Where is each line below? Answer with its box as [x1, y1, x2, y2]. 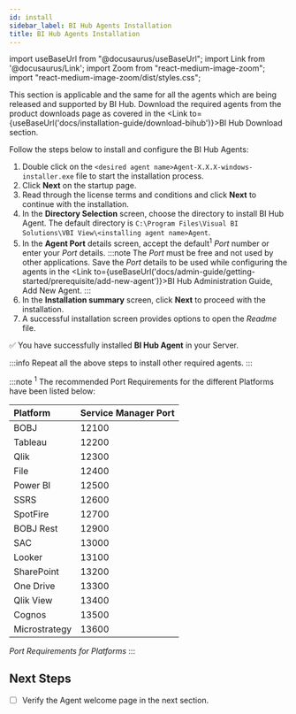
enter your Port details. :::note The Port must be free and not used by [21, 248, 274, 258]
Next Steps [9, 672, 72, 687]
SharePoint [13, 565, 60, 578]
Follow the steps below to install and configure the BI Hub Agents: [9, 144, 249, 155]
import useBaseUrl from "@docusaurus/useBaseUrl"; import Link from [9, 54, 265, 65]
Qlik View [13, 594, 53, 606]
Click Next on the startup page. [21, 180, 137, 191]
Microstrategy [13, 623, 72, 635]
